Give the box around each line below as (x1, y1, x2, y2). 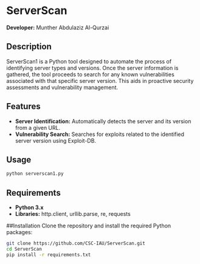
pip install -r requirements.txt (6, 251, 91, 258)
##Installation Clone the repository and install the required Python (6, 222, 171, 229)
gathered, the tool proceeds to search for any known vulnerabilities (6, 71, 174, 78)
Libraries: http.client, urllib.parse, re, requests (15, 210, 131, 218)
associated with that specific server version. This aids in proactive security (6, 77, 194, 84)
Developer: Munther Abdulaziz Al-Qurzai (6, 24, 109, 31)
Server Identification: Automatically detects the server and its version (15, 117, 191, 125)
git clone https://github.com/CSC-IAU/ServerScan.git (6, 240, 146, 247)
